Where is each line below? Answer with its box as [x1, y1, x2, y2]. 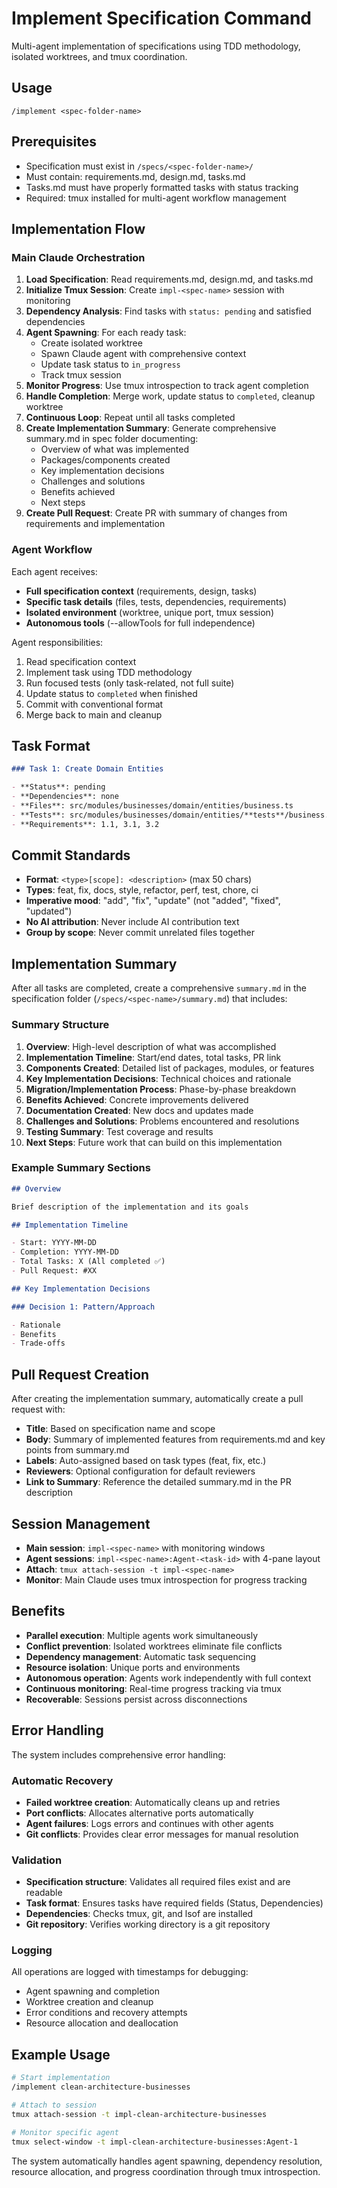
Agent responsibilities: [11, 636, 104, 648]
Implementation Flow [11, 220, 146, 237]
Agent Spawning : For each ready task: [25, 327, 187, 339]
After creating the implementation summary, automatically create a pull [11, 1393, 304, 1405]
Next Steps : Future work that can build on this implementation [25, 1136, 283, 1148]
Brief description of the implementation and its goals [11, 1202, 249, 1212]
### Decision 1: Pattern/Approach [11, 1302, 156, 1312]
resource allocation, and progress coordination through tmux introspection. [11, 2165, 321, 2177]
